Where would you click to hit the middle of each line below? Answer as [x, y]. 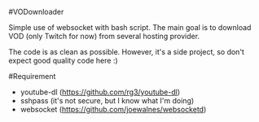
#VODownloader [36, 12]
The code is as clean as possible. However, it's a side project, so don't [126, 52]
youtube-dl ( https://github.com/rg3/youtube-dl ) [100, 92]
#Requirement [32, 76]
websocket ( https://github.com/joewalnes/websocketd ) [113, 109]
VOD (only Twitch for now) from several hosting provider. [104, 36]
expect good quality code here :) [63, 61]
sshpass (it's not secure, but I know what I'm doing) [107, 100]
